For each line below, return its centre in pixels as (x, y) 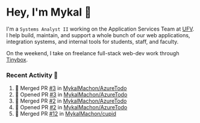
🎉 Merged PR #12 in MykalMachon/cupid (65, 114)
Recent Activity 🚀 (32, 75)
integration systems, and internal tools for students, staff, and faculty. (92, 41)
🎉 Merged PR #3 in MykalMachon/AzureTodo (71, 88)
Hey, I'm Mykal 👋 (49, 12)
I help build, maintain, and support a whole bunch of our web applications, (98, 35)
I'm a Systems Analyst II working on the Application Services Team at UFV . (100, 29)
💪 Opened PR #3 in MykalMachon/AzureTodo (71, 95)
